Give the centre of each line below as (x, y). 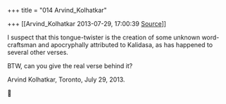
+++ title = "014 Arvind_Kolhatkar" (57, 10)
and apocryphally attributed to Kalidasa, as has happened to (126, 45)
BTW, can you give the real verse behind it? (70, 66)
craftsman (22, 45)
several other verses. (38, 52)
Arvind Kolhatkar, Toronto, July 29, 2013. (66, 79)
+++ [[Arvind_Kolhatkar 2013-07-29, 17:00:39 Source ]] (87, 24)
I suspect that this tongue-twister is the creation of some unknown (104, 37)
